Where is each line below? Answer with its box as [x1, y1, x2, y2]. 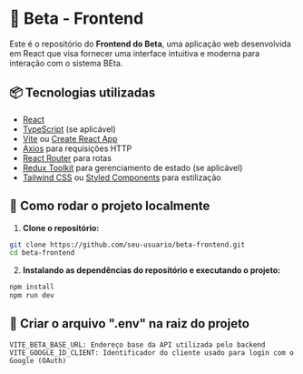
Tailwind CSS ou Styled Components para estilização [22, 172, 221, 183]
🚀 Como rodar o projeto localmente [9, 198, 210, 214]
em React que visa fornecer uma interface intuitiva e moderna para [9, 47, 260, 58]
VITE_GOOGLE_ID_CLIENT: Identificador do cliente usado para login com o [9, 348, 295, 358]
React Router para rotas [22, 152, 112, 163]
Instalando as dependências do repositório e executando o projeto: [22, 265, 281, 276]
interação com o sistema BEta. [9, 57, 123, 68]
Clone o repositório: [22, 222, 100, 233]
